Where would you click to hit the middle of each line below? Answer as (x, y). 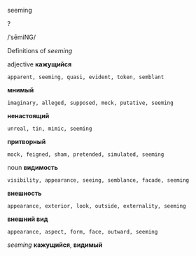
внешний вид (28, 219)
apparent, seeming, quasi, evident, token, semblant (86, 77)
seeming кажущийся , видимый (55, 245)
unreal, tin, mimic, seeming (50, 129)
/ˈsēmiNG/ (22, 37)
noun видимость (33, 168)
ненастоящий (28, 116)
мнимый (21, 90)
